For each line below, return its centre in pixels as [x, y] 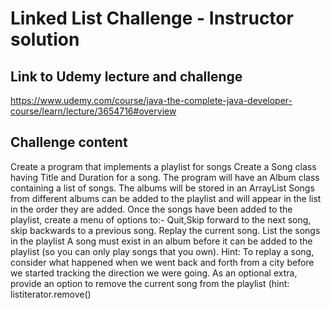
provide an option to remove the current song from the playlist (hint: [150, 283]
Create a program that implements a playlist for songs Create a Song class [163, 166]
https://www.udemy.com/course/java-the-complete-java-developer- [151, 100]
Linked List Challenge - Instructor [152, 18]
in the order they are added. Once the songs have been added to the [151, 209]
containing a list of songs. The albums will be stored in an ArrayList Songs [162, 188]
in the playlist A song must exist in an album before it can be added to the [161, 241]
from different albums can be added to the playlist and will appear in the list [166, 198]
